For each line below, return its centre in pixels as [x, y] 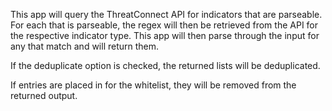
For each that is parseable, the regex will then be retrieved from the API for [164, 25]
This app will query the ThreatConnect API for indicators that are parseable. [166, 14]
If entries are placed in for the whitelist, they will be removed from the [153, 85]
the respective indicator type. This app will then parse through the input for [165, 35]
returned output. [44, 95]
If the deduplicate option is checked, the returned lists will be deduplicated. [165, 65]
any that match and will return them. [85, 46]
